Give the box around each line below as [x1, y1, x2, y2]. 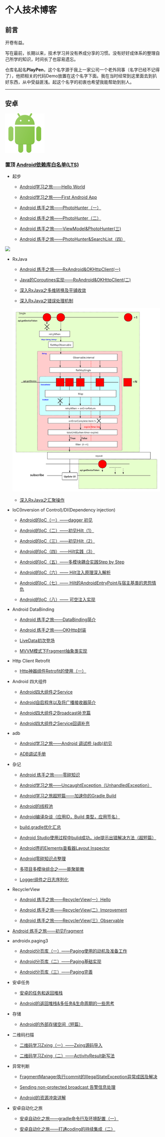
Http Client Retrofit [12, 658, 51, 664]
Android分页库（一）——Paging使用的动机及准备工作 [19, 948, 128, 954]
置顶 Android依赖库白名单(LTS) [5, 161, 80, 168]
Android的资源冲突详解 [19, 1095, 66, 1101]
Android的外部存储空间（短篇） [19, 1021, 83, 1028]
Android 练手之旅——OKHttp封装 [19, 627, 86, 633]
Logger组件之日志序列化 [19, 877, 69, 883]
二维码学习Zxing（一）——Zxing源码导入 [19, 1042, 103, 1048]
